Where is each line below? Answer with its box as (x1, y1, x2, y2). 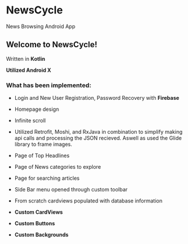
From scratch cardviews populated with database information (14, 197, 162, 204)
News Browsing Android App (6, 23, 76, 30)
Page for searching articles (14, 175, 80, 182)
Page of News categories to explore (14, 163, 101, 170)
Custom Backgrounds (14, 231, 69, 238)
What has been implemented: (6, 81, 92, 89)
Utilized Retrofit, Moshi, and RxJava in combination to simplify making (14, 128, 183, 135)
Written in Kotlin (6, 55, 46, 62)
